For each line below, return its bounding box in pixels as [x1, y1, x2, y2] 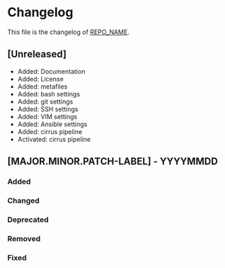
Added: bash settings [17, 89, 80, 98]
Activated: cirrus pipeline [17, 135, 91, 143]
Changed [7, 196, 40, 206]
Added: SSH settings [17, 104, 79, 113]
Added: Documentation [17, 67, 86, 75]
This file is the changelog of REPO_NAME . [7, 28, 129, 36]
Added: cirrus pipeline [17, 127, 83, 135]
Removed [7, 233, 41, 243]
